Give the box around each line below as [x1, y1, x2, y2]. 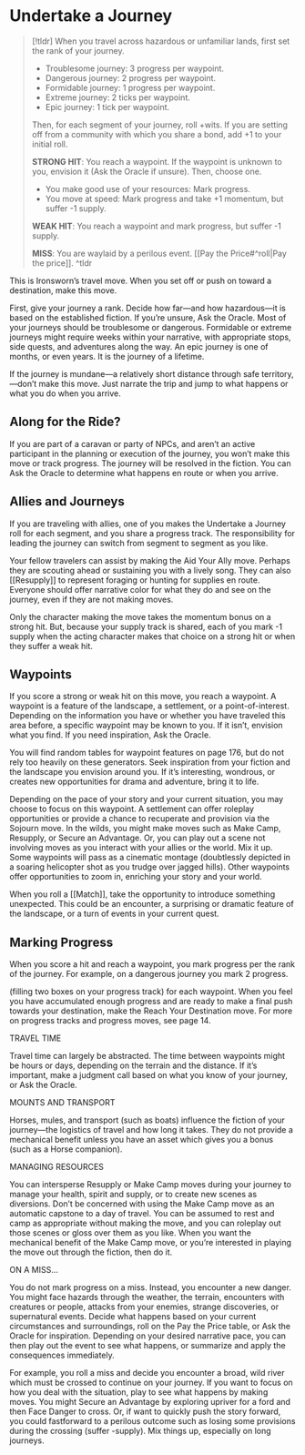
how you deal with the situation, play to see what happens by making [9, 1387, 269, 1398]
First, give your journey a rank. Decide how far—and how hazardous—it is [9, 302, 287, 313]
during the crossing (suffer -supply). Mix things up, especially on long [9, 1426, 271, 1437]
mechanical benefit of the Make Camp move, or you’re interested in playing [9, 1237, 292, 1248]
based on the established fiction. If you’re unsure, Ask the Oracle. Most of [9, 311, 287, 323]
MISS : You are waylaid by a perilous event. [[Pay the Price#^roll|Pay [31, 248, 287, 259]
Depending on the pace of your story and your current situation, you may [9, 794, 284, 805]
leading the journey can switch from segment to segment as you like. [9, 537, 269, 548]
